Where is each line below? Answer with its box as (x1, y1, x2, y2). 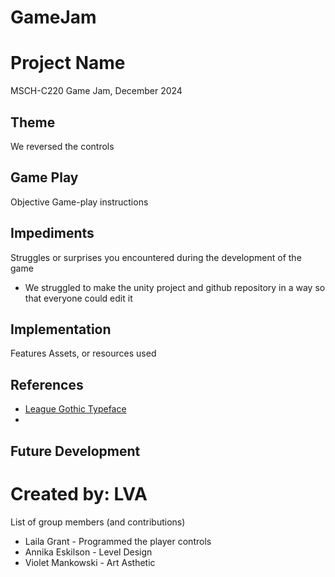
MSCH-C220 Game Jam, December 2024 (10, 85, 183, 97)
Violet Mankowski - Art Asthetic (24, 556, 156, 568)
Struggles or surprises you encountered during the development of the (10, 251, 302, 263)
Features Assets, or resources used (10, 347, 157, 360)
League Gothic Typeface (24, 403, 127, 415)
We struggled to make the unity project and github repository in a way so (24, 281, 326, 293)
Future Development (10, 442, 141, 460)
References (10, 376, 84, 393)
